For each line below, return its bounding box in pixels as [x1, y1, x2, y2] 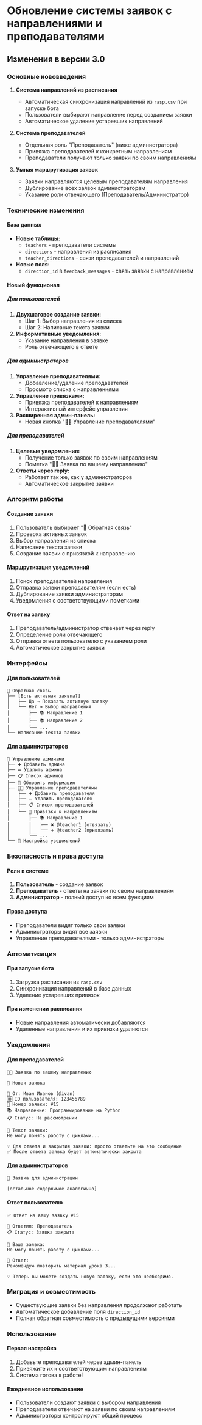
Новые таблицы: [15, 235, 60, 242]
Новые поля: [15, 261, 50, 268]
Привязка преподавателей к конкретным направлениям [24, 147, 172, 155]
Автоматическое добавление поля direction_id [15, 1308, 141, 1315]
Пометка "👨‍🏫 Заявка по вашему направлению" [24, 460, 148, 467]
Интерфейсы [7, 659, 48, 667]
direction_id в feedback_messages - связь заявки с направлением [24, 267, 194, 274]
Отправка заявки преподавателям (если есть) [15, 584, 136, 591]
